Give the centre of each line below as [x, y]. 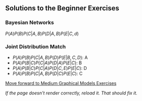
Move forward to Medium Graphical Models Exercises [61, 83]
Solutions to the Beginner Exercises [62, 8]
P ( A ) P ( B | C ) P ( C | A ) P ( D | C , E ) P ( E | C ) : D [50, 68]
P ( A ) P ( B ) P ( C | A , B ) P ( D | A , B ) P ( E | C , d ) [42, 33]
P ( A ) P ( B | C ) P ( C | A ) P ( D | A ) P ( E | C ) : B [47, 63]
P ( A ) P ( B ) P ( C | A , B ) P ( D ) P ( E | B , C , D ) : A [50, 57]
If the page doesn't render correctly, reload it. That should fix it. [71, 93]
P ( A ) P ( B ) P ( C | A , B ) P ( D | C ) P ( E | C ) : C [48, 73]
